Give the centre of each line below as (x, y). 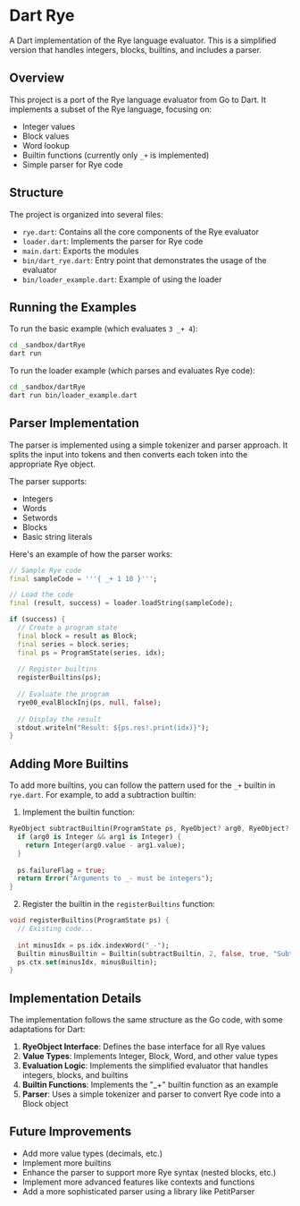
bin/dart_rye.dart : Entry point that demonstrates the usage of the (144, 260)
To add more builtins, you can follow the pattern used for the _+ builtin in (142, 785)
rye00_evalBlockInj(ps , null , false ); (90, 702)
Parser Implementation (75, 423)
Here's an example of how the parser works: (91, 554)
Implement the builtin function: (79, 812)
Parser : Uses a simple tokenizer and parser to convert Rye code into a (151, 1094)
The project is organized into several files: (86, 214)
